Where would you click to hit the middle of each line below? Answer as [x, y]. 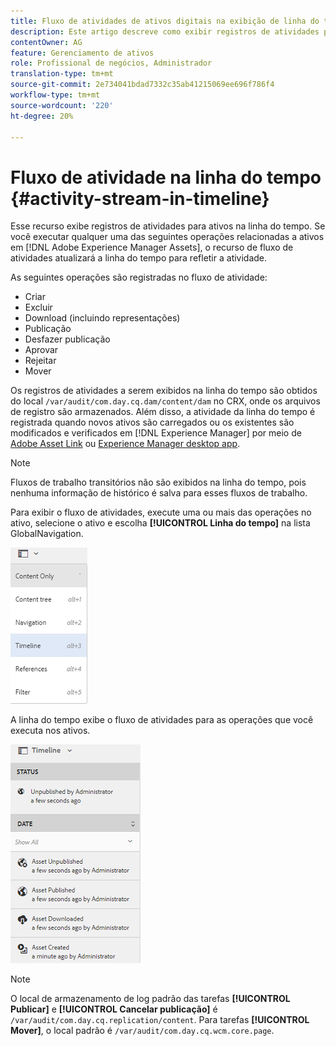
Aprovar [41, 350]
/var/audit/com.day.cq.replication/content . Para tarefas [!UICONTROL [160, 1020]
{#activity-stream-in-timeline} [140, 198]
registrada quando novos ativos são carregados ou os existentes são [152, 422]
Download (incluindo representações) [102, 318]
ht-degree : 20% [42, 116]
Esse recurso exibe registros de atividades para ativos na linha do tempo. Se [168, 226]
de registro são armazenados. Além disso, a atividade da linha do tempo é [163, 412]
